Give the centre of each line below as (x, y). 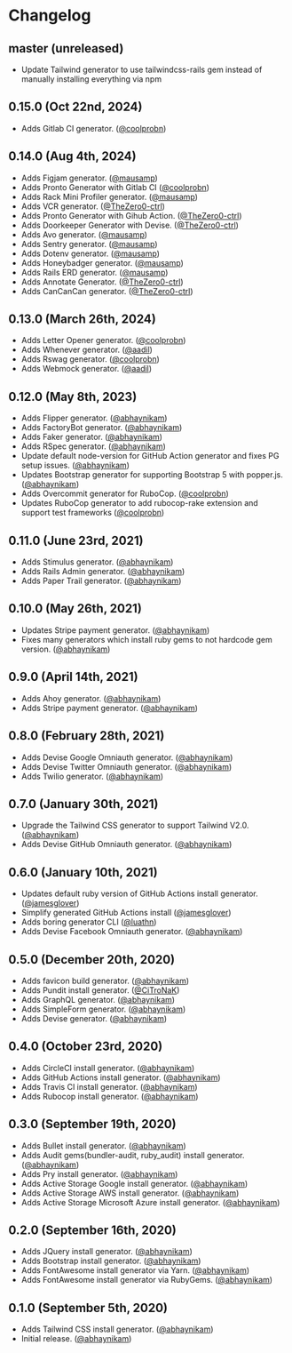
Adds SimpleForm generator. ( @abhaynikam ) (103, 1009)
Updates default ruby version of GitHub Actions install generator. (139, 893)
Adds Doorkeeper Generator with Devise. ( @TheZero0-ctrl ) (130, 225)
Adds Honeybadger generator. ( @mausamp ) (102, 262)
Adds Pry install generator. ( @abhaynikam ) (99, 1173)
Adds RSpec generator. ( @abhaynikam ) (93, 446)
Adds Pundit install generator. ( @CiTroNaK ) (100, 990)
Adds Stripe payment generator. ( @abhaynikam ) (110, 708)
